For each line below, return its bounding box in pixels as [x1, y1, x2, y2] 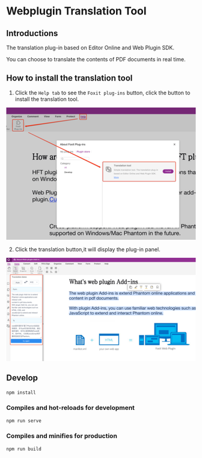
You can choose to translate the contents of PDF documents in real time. [6, 56, 186, 63]
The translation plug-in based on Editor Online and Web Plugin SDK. [6, 44, 174, 51]
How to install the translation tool [6, 73, 133, 84]
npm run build [6, 446, 42, 452]
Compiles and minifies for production [6, 432, 117, 440]
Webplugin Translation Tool [6, 4, 147, 18]
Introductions [6, 28, 58, 38]
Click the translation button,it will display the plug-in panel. [14, 246, 161, 253]
